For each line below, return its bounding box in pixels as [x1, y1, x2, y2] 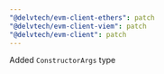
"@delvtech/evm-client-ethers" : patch [9, 13, 155, 23]
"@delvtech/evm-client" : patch [9, 30, 127, 39]
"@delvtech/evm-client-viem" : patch [9, 22, 147, 31]
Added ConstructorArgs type [9, 55, 116, 66]
